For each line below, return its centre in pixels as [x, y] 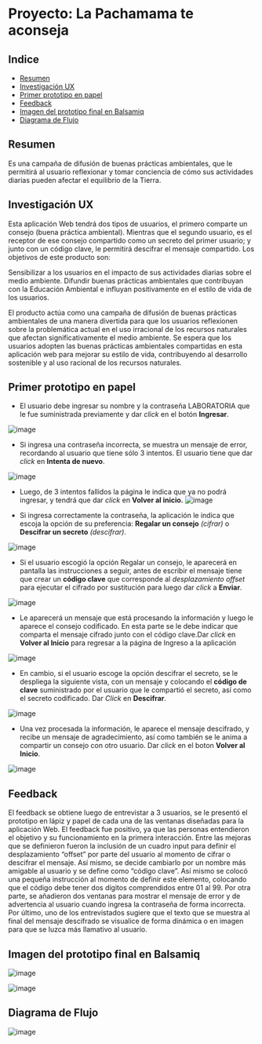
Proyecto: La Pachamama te [101, 14]
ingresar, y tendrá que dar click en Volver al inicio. [102, 500]
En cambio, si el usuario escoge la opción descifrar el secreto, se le [129, 673]
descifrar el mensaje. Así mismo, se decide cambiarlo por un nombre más [127, 863]
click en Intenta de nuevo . [62, 462]
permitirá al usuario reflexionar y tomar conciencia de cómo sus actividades [131, 172]
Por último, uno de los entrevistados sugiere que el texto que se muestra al [129, 913]
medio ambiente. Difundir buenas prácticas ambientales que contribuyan [126, 280]
